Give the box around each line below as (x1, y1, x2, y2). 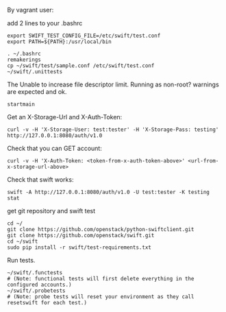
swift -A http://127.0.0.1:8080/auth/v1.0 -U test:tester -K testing (7, 189, 210, 195)
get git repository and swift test (7, 207, 96, 215)
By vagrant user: (7, 6, 54, 14)
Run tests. (7, 256, 36, 264)
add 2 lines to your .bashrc (7, 19, 83, 27)
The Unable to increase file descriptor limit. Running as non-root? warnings (7, 80, 219, 88)
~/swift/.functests (7, 269, 63, 276)
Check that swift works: (7, 176, 74, 184)
